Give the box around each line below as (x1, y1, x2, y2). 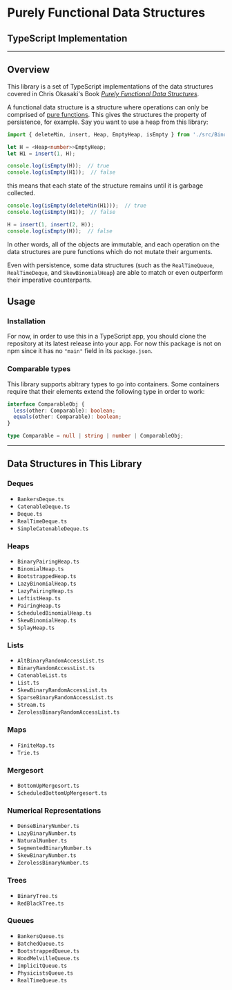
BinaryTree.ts (17, 892, 58, 899)
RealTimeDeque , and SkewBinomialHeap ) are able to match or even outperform (7, 268, 223, 276)
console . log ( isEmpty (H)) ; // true (7, 163, 110, 170)
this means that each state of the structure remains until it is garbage (7, 181, 204, 190)
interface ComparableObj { (7, 400, 85, 408)
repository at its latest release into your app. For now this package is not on (7, 339, 222, 348)
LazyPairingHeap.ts (17, 588, 74, 595)
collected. (7, 189, 36, 197)
